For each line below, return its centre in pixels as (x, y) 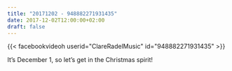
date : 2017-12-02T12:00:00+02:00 (56, 20)
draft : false (26, 26)
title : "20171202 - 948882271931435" (62, 14)
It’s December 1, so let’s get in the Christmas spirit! (80, 60)
